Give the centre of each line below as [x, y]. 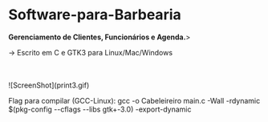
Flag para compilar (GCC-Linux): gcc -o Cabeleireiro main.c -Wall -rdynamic [134, 100]
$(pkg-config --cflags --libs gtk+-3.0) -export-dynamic [100, 109]
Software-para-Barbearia [95, 15]
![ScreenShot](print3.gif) [49, 85]
